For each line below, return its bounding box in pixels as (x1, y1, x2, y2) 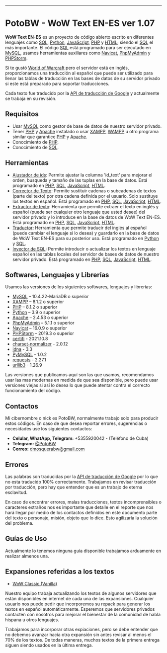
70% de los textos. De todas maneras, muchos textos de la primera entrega (5, 637, 160, 643)
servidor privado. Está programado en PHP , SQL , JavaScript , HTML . (12, 256, 152, 262)
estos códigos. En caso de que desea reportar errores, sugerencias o (5, 420, 148, 426)
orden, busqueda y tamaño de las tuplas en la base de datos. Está (12, 177, 148, 183)
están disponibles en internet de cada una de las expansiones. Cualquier (5, 595, 154, 601)
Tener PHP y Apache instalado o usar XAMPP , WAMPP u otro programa (12, 128, 159, 134)
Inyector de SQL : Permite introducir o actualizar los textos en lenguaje (12, 245, 156, 251)
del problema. (5, 520, 34, 526)
